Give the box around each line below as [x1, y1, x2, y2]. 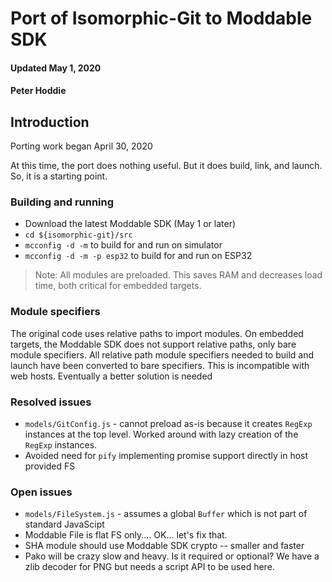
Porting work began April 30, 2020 [10, 140, 153, 152]
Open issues [10, 485, 73, 499]
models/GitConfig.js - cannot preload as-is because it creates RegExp [24, 418, 313, 430]
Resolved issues [10, 395, 92, 409]
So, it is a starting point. [10, 170, 108, 182]
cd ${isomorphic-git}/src [24, 230, 133, 241]
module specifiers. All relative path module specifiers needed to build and [10, 348, 315, 361]
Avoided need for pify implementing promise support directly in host [24, 450, 309, 462]
